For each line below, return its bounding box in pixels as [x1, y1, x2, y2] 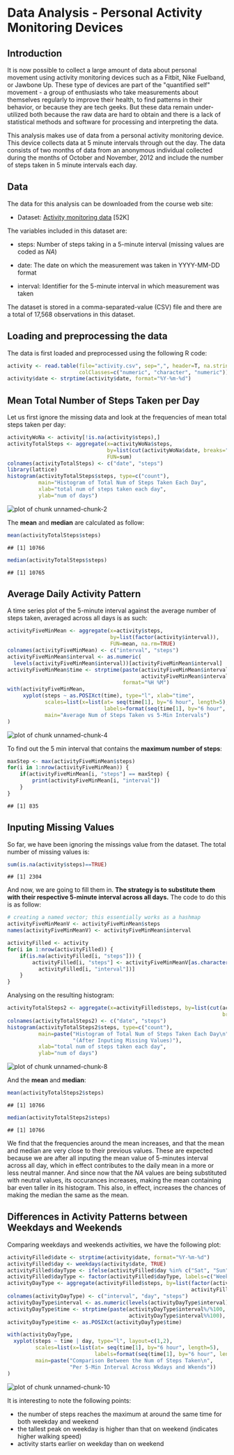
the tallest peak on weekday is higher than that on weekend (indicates [17, 1424, 218, 1433]
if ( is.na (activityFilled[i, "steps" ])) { [19, 953, 141, 960]
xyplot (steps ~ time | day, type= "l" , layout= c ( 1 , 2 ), [13, 1338, 173, 1345]
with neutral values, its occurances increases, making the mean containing [7, 1176, 221, 1184]
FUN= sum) [107, 453, 132, 461]
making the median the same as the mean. [7, 1190, 129, 1199]
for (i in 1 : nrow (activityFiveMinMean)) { [7, 764, 130, 771]
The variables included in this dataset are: [7, 226, 127, 235]
